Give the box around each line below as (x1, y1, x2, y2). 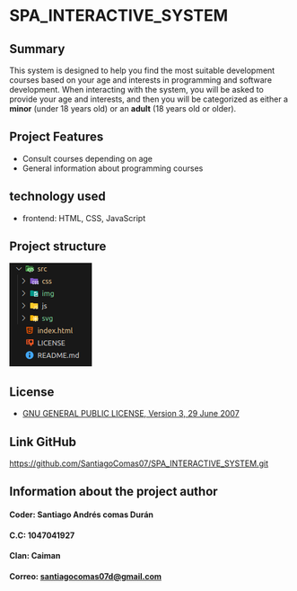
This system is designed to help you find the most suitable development (9, 65, 275, 76)
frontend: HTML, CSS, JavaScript (22, 212, 146, 223)
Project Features (9, 130, 104, 145)
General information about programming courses (22, 163, 204, 174)
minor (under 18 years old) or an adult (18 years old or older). (9, 103, 237, 113)
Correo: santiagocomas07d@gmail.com (9, 570, 162, 581)
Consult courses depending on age (22, 153, 153, 164)
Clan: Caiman (9, 551, 61, 561)
